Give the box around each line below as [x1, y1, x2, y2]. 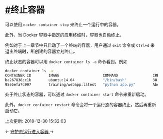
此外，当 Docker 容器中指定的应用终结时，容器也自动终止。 [5, 32, 124, 38]
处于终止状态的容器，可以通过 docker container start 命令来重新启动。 [5, 91, 149, 98]
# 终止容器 [5, 4, 45, 16]
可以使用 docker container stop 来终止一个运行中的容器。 [5, 21, 121, 27]
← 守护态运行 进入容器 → [5, 129, 54, 135]
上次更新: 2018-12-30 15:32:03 [5, 118, 66, 124]
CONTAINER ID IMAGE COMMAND [5, 73, 118, 78]
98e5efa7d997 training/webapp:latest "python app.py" [5, 82, 136, 87]
